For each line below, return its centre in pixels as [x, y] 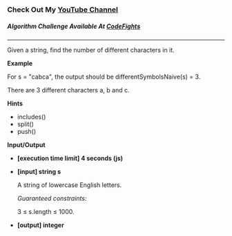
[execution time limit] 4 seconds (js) [70, 158]
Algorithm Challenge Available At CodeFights [74, 26]
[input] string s [39, 171]
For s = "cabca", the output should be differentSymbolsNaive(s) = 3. [104, 77]
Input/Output [27, 145]
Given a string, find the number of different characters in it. [91, 50]
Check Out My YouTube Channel [63, 10]
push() [27, 131]
